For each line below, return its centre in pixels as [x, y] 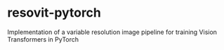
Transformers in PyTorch [43, 39]
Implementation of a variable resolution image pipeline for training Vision [112, 32]
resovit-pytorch [54, 13]
